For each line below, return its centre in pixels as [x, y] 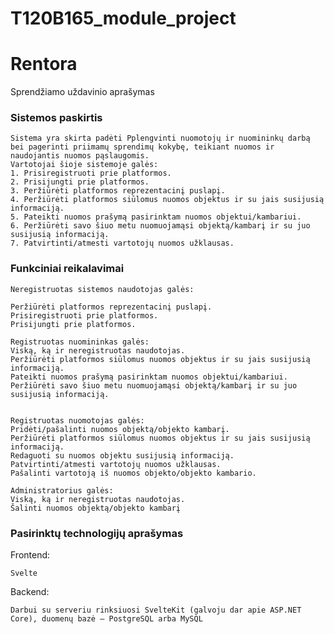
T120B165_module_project [123, 18]
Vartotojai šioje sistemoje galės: [84, 165]
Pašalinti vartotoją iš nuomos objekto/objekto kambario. [133, 473]
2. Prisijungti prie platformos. [80, 182]
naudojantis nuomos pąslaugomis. [80, 156]
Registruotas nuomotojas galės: [77, 420]
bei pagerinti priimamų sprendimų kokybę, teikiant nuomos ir [142, 147]
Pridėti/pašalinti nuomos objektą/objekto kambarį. [120, 429]
